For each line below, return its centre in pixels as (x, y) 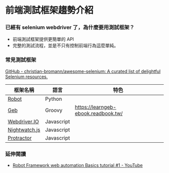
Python (54, 99)
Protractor (20, 138)
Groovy (54, 110)
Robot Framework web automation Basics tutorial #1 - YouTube (77, 165)
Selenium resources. (26, 77)
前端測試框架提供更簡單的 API (43, 39)
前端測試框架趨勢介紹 (50, 10)
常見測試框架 (21, 60)
